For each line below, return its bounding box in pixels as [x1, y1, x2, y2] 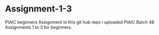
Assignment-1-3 [5, 3, 72, 14]
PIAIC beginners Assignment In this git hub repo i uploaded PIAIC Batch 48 [5, 19, 155, 25]
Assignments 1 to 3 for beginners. [5, 24, 72, 30]
